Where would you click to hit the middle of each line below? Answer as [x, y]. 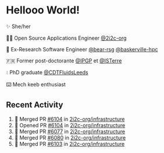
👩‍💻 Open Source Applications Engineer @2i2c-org [66, 38]
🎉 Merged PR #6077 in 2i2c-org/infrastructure [70, 131]
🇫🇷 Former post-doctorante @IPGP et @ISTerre [64, 60]
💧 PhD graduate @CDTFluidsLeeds [47, 72]
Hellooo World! [43, 10]
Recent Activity [35, 105]
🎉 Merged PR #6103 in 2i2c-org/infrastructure [69, 144]
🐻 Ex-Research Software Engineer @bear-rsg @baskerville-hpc [82, 49]
